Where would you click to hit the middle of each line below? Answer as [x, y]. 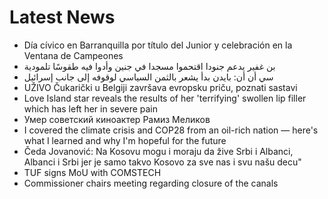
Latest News [62, 17]
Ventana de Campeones [73, 55]
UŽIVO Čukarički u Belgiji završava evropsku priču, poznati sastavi [160, 87]
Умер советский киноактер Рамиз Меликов [117, 119]
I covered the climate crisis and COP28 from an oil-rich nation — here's [171, 130]
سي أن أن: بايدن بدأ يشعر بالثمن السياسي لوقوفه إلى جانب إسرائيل [148, 77]
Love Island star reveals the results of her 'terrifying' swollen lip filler [165, 98]
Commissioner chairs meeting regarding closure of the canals [151, 183]
